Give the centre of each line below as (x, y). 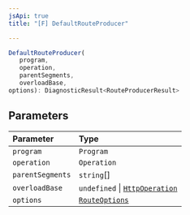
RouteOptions (104, 200)
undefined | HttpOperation (128, 187)
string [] (95, 174)
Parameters (39, 116)
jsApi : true (28, 16)
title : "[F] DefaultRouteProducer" (69, 24)
